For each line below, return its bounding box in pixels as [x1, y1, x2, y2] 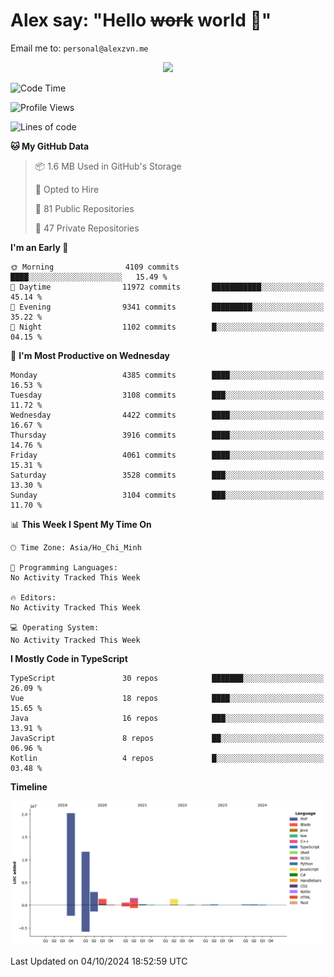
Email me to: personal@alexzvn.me [10, 42, 149, 54]
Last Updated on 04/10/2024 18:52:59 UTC [10, 955, 188, 968]
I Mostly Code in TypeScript [10, 652, 128, 664]
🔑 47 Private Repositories [34, 222, 140, 234]
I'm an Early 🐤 [10, 241, 69, 253]
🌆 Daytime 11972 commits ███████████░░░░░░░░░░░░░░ [10, 282, 325, 292]
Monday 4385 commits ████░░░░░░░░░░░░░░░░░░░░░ [10, 370, 325, 380]
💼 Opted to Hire [34, 183, 100, 195]
